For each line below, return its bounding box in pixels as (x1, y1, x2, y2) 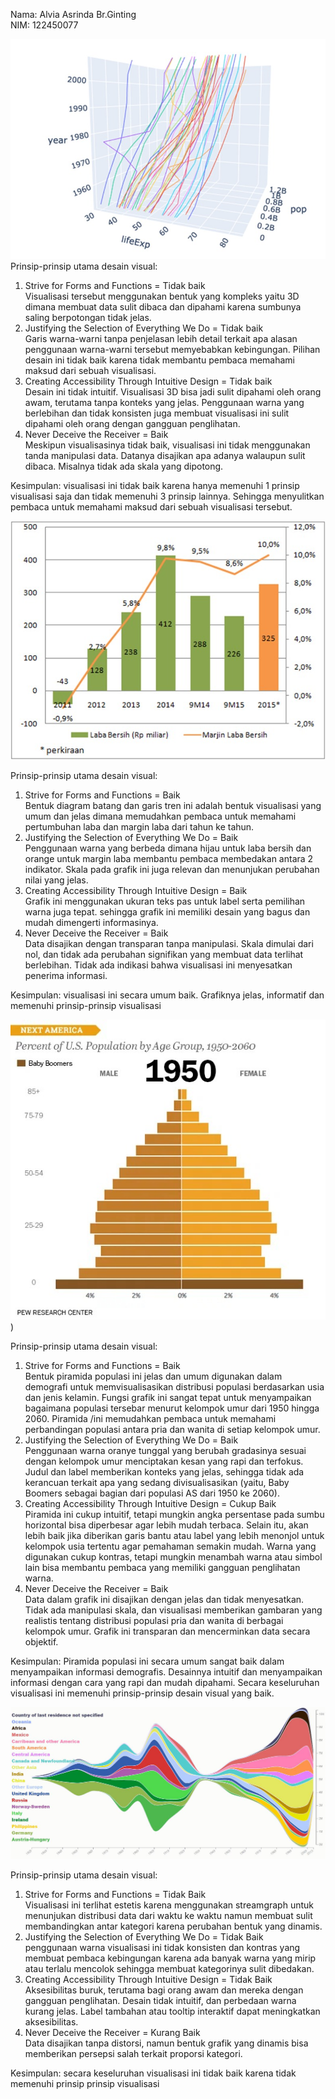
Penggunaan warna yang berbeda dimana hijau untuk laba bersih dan (24, 842, 312, 854)
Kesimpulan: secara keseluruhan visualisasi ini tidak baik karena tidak (10, 2067, 297, 2079)
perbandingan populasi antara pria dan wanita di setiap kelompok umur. (24, 1423, 321, 1435)
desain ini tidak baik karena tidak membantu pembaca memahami (24, 354, 295, 366)
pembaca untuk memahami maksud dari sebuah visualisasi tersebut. (10, 500, 293, 513)
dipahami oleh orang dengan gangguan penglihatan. (24, 417, 241, 429)
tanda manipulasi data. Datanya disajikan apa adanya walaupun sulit (24, 449, 306, 461)
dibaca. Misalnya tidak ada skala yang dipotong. (24, 460, 224, 472)
